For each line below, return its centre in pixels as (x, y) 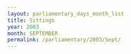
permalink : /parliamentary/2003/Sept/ (64, 40)
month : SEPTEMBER (33, 33)
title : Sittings (31, 20)
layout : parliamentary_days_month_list (66, 14)
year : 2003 (23, 27)
